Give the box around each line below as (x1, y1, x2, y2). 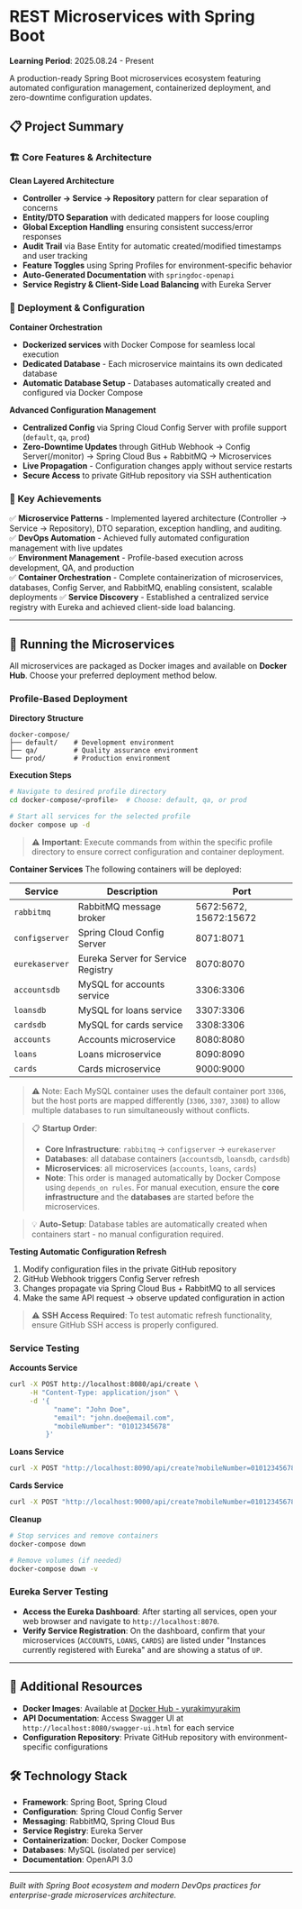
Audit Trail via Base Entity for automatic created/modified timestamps (22, 241, 281, 251)
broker (77, 911, 106, 924)
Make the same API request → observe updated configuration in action (22, 1292, 286, 1303)
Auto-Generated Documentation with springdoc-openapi (22, 269, 235, 280)
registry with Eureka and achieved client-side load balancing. (9, 602, 235, 613)
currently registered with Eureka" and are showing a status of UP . (22, 1644, 263, 1655)
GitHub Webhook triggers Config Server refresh (22, 1273, 200, 1283)
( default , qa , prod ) (22, 431, 91, 443)
